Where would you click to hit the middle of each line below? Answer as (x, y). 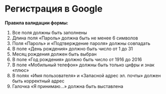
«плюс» (20, 70)
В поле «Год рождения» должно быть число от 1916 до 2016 (77, 59)
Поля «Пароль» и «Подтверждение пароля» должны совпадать (81, 43)
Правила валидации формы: (37, 23)
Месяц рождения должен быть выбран (54, 54)
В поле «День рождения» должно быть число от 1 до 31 (72, 49)
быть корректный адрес (38, 81)
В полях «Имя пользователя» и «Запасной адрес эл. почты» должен (86, 75)
